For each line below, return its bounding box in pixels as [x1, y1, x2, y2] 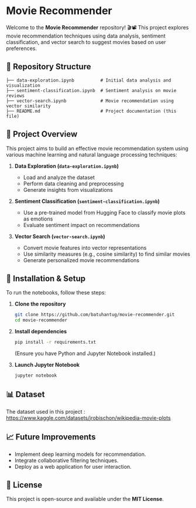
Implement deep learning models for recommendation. [14, 451, 146, 458]
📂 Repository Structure [6, 62, 91, 72]
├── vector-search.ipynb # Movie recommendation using [6, 98, 174, 104]
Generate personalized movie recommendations [23, 256, 139, 263]
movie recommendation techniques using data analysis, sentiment [6, 32, 166, 39]
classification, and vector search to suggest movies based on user [6, 38, 166, 45]
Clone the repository [14, 300, 66, 307]
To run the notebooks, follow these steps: [6, 289, 106, 296]
